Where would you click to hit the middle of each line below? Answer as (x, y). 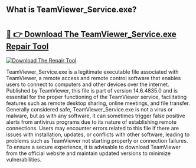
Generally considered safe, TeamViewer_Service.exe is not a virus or (89, 109)
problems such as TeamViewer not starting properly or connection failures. (97, 141)
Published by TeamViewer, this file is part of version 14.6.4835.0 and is (92, 90)
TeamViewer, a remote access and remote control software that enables (94, 78)
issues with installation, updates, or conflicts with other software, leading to (98, 134)
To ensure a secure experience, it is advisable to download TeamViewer (94, 147)
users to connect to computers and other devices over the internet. (88, 84)
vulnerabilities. (24, 159)
